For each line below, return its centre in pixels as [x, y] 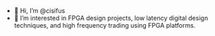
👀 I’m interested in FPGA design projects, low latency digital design [111, 18]
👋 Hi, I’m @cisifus [39, 11]
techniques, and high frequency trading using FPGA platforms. [105, 25]
